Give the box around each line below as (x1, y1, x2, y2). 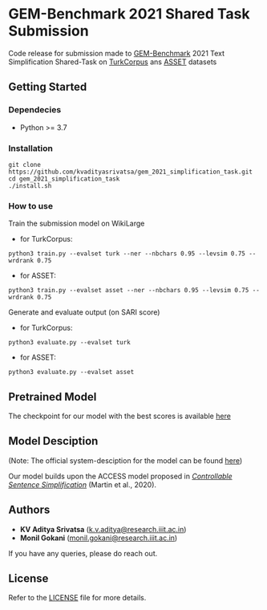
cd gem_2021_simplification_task (8, 174, 120, 183)
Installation (8, 142, 54, 153)
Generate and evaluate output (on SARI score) (8, 307, 160, 317)
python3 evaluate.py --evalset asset (8, 368, 135, 376)
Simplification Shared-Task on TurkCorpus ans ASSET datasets (8, 57, 217, 67)
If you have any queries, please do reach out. (8, 548, 158, 558)
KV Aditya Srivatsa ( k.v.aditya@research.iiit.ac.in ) (19, 524, 187, 534)
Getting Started (8, 80, 87, 94)
